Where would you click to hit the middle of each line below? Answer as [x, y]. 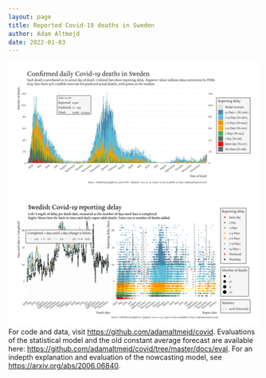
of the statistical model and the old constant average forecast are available [131, 340]
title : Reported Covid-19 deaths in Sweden [82, 25]
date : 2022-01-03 [37, 42]
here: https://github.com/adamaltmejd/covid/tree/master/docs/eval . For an [131, 348]
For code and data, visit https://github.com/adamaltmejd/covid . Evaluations [132, 332]
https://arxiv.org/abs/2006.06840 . [65, 365]
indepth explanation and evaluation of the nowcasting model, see [115, 357]
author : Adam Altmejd [44, 33]
